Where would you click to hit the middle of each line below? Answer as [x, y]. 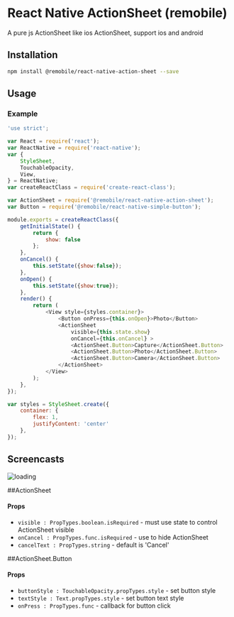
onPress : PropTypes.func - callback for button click [94, 606]
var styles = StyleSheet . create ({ [58, 404]
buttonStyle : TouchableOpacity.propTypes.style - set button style [117, 591]
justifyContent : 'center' [71, 424]
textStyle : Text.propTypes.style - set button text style [101, 599]
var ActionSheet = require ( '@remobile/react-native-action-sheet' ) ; [111, 200]
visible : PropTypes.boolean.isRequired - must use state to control [117, 522]
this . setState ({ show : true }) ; [76, 285]
